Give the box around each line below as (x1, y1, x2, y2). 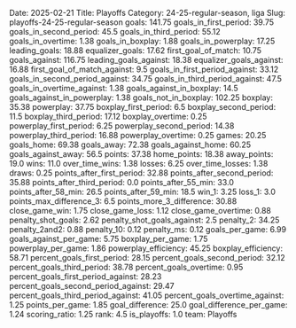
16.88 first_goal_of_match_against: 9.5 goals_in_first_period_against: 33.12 (9, 64, 279, 74)
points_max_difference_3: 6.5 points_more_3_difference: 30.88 (9, 196, 238, 207)
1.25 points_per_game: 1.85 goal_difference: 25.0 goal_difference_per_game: (9, 300, 288, 309)
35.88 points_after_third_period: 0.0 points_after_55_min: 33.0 (9, 177, 235, 187)
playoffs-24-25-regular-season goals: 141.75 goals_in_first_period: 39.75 (9, 17, 275, 27)
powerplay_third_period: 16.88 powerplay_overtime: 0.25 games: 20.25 (9, 130, 267, 140)
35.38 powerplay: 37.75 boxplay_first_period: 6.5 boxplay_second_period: (9, 102, 277, 112)
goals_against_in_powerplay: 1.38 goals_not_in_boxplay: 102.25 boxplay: (9, 92, 273, 103)
